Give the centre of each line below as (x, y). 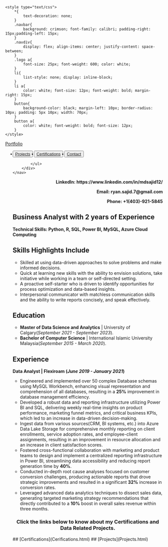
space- (148, 47)
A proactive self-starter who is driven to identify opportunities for (87, 284)
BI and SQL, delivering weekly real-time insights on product (81, 408)
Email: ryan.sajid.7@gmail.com (130, 192)
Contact (74, 154)
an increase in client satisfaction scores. (61, 445)
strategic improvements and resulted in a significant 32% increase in (91, 482)
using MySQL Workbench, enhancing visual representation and (85, 387)
